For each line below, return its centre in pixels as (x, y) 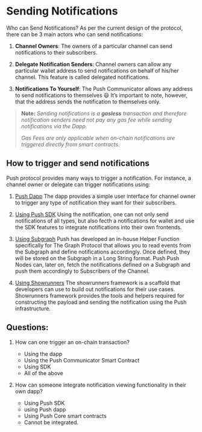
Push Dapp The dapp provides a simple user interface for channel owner (105, 196)
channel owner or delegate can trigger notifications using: (78, 184)
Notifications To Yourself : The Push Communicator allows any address (104, 88)
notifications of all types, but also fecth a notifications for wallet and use (105, 221)
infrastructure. (33, 308)
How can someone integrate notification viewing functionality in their (100, 385)
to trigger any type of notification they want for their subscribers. (96, 202)
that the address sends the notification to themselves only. (88, 102)
